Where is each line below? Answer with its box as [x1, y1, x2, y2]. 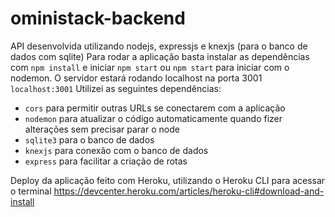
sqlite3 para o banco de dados [24, 133, 155, 146]
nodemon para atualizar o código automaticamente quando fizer [24, 112, 283, 124]
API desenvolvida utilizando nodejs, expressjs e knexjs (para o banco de [10, 40, 308, 52]
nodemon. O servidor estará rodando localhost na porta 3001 [10, 72, 263, 84]
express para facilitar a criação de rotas [24, 155, 188, 167]
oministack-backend [10, 7, 186, 30]
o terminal [10, 185, 52, 197]
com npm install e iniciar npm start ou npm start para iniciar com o [10, 61, 290, 73]
